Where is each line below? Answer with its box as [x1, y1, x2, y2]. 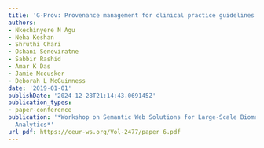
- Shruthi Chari [8, 41, 61, 49]
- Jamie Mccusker [8, 70, 65, 78]
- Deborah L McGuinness [8, 77, 86, 85]
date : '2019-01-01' [8, 84, 72, 92]
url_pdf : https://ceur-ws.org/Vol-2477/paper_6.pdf [8, 128, 181, 135]
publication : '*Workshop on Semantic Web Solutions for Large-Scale [8, 114, 237, 121]
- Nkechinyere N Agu [8, 26, 76, 34]
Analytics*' [15, 121, 55, 128]
